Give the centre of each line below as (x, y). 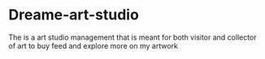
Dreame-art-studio (74, 15)
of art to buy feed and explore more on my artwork (93, 45)
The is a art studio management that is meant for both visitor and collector (133, 37)
